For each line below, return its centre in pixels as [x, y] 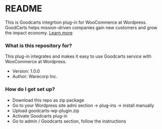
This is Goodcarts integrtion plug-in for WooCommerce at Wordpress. [76, 22]
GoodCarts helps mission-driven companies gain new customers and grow [81, 27]
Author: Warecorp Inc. [35, 77]
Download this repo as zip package [48, 100]
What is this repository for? [39, 45]
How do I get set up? [30, 89]
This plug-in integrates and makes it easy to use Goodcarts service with [78, 56]
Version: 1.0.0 [26, 71]
